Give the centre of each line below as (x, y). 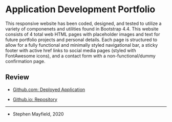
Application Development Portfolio (80, 9)
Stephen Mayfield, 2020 (38, 114)
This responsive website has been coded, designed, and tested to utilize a (83, 23)
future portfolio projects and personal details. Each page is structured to (81, 40)
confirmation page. (25, 61)
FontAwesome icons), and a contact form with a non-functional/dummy (81, 56)
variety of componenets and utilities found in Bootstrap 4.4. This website (82, 28)
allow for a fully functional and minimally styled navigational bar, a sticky (82, 45)
